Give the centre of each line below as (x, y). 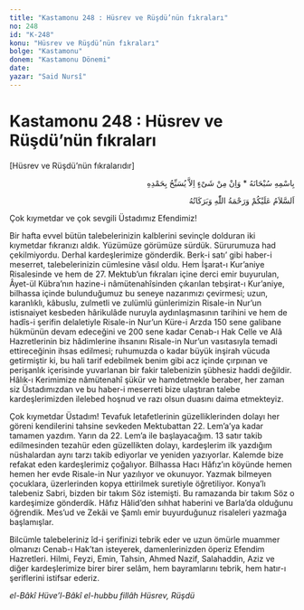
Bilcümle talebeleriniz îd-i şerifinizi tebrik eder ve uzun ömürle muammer (145, 540)
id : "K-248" (32, 34)
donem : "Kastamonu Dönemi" (60, 60)
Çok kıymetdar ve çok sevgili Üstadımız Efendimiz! (103, 218)
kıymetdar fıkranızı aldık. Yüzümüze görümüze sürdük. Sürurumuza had (142, 245)
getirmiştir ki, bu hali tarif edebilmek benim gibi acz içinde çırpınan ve (139, 360)
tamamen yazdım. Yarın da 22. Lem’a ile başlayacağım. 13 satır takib (136, 436)
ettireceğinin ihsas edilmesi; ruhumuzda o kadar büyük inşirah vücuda (140, 351)
